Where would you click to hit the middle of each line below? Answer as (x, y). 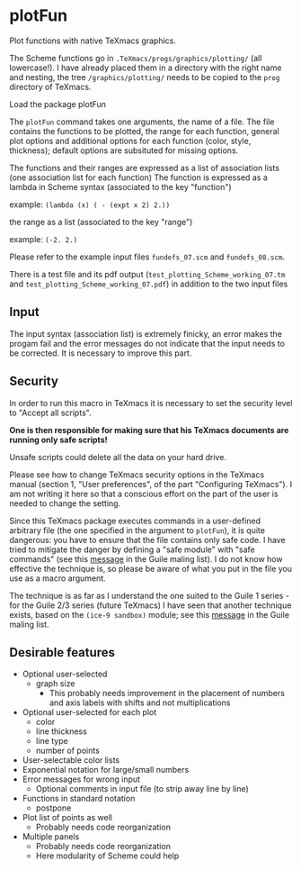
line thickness (61, 731)
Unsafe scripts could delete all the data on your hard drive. (118, 457)
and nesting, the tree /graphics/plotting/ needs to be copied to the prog (145, 77)
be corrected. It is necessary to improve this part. (101, 353)
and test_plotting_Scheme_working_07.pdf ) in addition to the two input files (149, 284)
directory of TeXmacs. (50, 86)
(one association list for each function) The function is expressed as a (138, 177)
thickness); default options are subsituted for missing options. (124, 150)
